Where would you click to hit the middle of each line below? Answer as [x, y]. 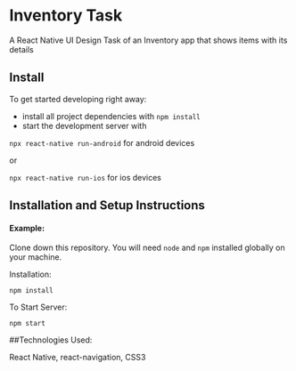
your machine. [36, 257]
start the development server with [84, 125]
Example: [27, 228]
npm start [28, 324]
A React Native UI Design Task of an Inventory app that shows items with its [148, 40]
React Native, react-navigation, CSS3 [78, 358]
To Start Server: [38, 307]
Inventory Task [66, 16]
